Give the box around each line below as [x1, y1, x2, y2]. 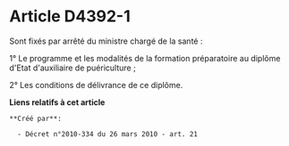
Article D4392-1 [9, 6, 132, 27]
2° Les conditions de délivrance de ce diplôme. [9, 79, 183, 90]
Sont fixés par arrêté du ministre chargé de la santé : [9, 36, 203, 46]
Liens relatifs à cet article [9, 96, 106, 108]
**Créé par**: [9, 114, 63, 123]
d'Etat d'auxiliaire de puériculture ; [9, 62, 136, 73]
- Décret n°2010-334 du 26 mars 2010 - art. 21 [17, 129, 199, 139]
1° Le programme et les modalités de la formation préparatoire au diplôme [9, 53, 281, 63]
